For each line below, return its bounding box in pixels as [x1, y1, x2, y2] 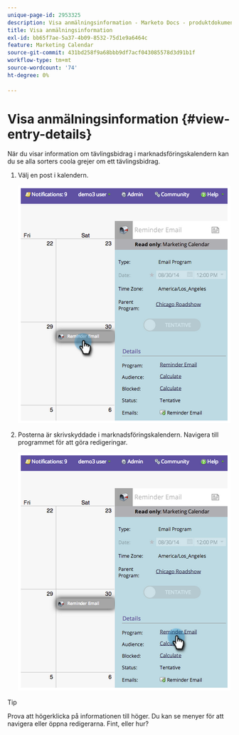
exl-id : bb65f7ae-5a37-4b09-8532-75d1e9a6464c [7, 34, 148, 41]
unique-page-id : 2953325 [7, 11, 81, 19]
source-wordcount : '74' [7, 64, 78, 71]
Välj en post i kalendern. [17, 171, 89, 180]
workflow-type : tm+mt [7, 57, 72, 64]
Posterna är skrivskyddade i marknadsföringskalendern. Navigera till [17, 430, 219, 439]
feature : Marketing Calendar [7, 41, 94, 49]
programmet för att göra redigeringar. [17, 438, 128, 447]
